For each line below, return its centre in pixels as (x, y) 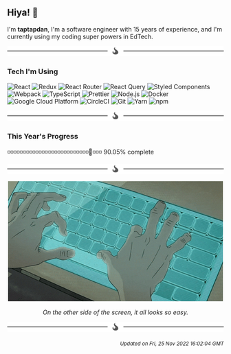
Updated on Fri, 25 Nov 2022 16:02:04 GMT (172, 344)
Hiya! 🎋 (23, 13)
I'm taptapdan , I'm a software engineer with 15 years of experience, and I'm (114, 29)
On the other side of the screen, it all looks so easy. (115, 312)
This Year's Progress (43, 137)
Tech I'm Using (33, 71)
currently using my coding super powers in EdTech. (80, 36)
